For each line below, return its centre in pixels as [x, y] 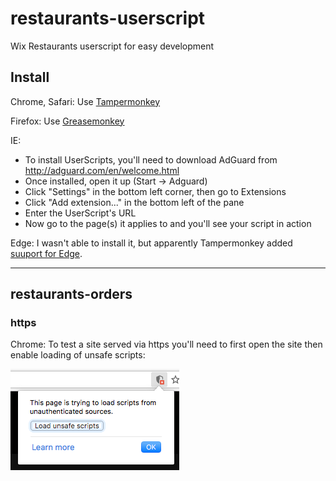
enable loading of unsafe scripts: [78, 355]
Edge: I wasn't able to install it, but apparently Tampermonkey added [151, 243]
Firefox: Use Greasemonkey [67, 121]
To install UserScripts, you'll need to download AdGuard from [151, 159]
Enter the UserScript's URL [80, 213]
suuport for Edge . [46, 253]
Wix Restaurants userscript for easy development [112, 46]
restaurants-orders [71, 294]
